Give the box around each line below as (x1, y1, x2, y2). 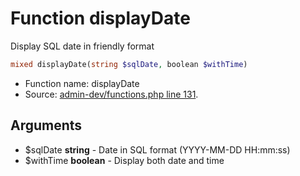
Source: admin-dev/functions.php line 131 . (24, 88, 199, 100)
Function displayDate (10, 7, 191, 30)
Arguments (10, 117, 83, 134)
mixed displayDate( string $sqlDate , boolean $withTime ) (10, 59, 248, 69)
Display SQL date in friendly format (10, 40, 155, 52)
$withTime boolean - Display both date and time (24, 154, 225, 166)
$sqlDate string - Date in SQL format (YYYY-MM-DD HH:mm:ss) (24, 143, 291, 156)
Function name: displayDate (24, 77, 140, 89)
